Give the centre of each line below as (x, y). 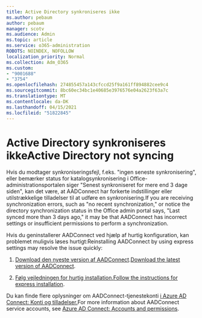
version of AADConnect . (45, 266)
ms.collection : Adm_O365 (37, 62)
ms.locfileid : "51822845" (39, 113)
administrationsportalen (36, 185)
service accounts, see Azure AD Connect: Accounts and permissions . (93, 309)
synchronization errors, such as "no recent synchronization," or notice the (98, 204)
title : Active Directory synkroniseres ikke (63, 12)
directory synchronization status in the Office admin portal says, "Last (93, 211)
